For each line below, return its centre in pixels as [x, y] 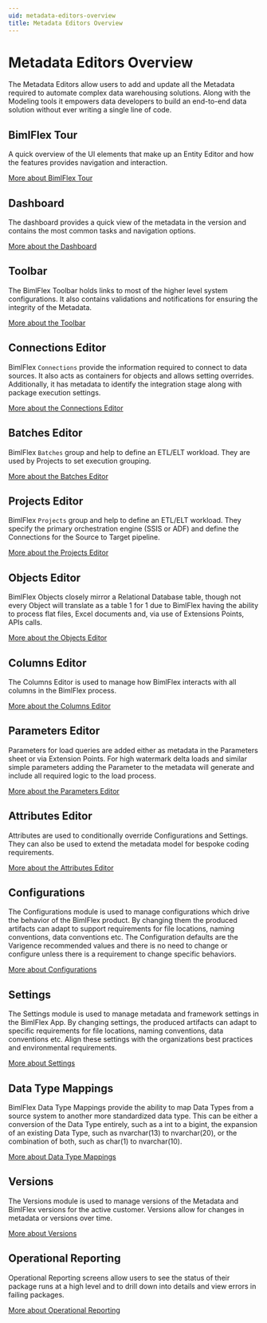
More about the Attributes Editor [61, 868]
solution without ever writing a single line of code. [90, 110]
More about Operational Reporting [65, 1310]
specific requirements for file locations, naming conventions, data [116, 1031]
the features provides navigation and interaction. [88, 163]
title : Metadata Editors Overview [66, 23]
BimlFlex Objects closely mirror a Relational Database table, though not [125, 597]
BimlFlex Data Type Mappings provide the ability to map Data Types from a [131, 1107]
